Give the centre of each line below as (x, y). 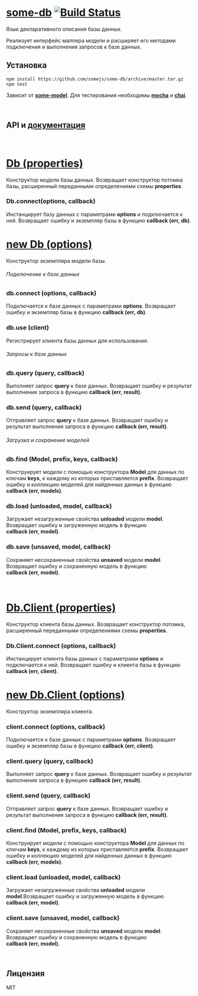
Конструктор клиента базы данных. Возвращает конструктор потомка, (96, 624)
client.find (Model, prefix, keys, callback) (66, 830)
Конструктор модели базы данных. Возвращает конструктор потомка (95, 180)
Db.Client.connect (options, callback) (61, 646)
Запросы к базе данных (36, 354)
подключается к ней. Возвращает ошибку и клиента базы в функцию (93, 665)
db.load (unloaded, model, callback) (59, 506)
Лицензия (25, 974)
